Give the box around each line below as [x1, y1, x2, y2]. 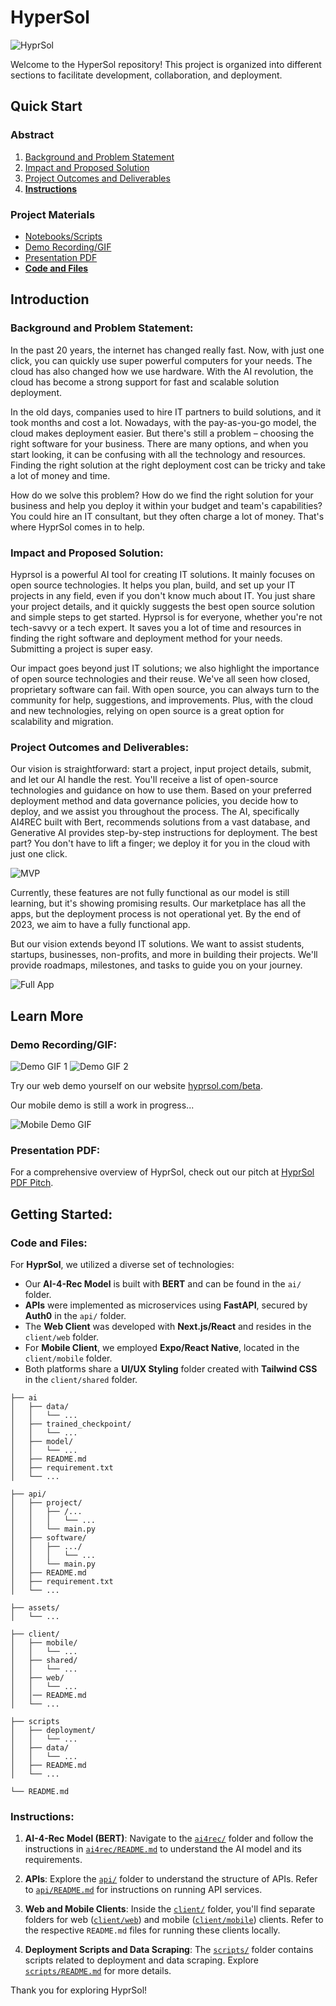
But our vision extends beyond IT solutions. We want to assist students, [10, 938, 305, 950]
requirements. [24, 1854, 83, 1866]
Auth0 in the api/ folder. [24, 1309, 127, 1321]
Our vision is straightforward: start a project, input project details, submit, [10, 763, 312, 775]
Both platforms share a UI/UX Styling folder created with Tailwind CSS [24, 1362, 318, 1375]
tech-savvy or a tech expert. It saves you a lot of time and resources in [10, 621, 302, 633]
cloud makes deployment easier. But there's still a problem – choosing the [10, 427, 315, 439]
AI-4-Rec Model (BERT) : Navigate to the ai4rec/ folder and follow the [24, 1832, 314, 1845]
